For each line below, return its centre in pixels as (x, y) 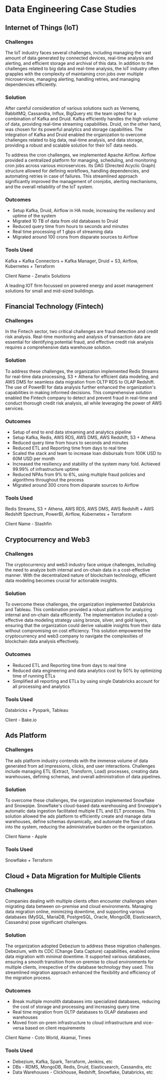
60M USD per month (34, 459)
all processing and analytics (41, 686)
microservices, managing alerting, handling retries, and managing (73, 79)
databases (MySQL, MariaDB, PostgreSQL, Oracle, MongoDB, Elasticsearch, (83, 917)
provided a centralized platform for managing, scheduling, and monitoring (81, 160)
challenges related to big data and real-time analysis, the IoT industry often (82, 68)
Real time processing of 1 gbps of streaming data (63, 232)
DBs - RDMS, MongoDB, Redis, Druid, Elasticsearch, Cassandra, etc (82, 1067)
